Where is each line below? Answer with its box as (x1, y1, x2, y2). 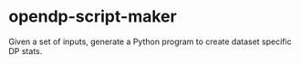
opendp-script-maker (8, 6, 177, 27)
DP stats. (8, 45, 43, 56)
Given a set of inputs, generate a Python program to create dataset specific (8, 36, 293, 47)
